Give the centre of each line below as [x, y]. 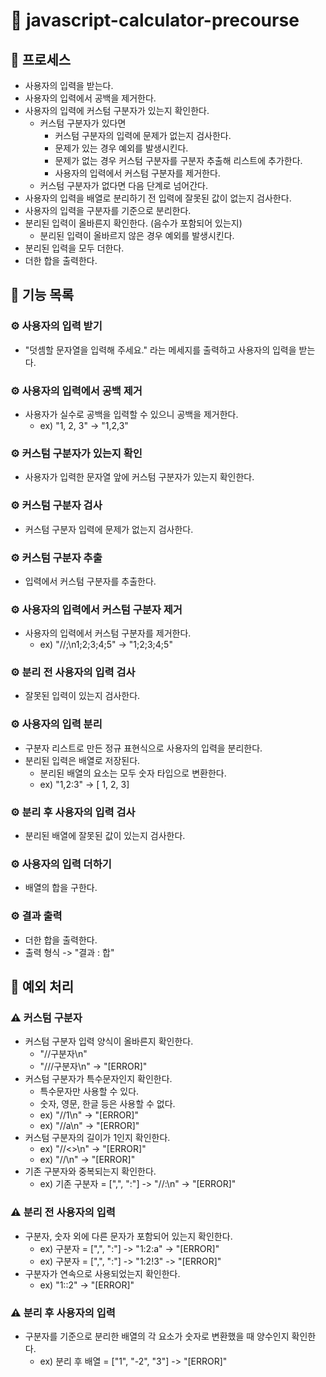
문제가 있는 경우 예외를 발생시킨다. [121, 148]
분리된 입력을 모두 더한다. [74, 248]
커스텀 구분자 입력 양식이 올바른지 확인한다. [109, 1041]
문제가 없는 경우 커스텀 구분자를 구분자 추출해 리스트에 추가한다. [178, 160]
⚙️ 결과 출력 [36, 916]
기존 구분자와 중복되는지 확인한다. [90, 1171]
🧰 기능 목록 [42, 295]
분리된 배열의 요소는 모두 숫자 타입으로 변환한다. [133, 773]
